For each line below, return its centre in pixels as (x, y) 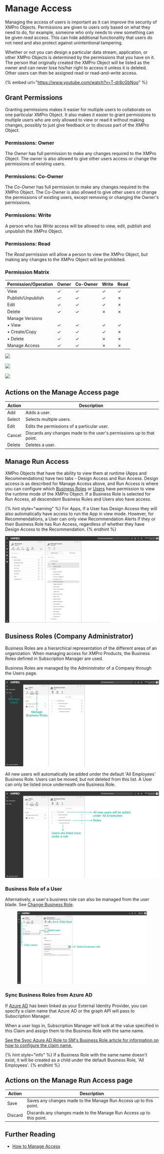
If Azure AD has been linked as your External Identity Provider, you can (76, 1006)
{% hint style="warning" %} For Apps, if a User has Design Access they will (81, 509)
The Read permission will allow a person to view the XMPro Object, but (76, 254)
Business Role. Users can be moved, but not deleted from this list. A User (79, 779)
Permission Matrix (27, 272)
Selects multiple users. (48, 419)
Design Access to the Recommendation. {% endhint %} (61, 529)
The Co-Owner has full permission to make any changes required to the (77, 187)
